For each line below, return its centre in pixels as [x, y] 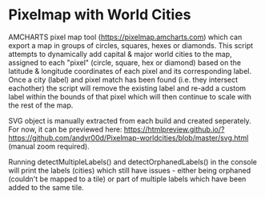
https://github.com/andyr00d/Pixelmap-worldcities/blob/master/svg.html [128, 137]
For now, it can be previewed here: [65, 129]
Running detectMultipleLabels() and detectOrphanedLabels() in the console [133, 161]
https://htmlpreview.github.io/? [174, 129]
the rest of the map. [41, 105]
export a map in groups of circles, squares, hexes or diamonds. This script [131, 45]
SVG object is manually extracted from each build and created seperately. [130, 120]
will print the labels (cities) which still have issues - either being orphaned [129, 170]
